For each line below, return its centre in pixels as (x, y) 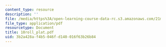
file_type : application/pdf (34, 23)
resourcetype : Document (30, 28)
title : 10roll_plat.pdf (30, 32)
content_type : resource (30, 10)
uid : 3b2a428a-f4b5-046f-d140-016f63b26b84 (51, 37)
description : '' (22, 14)
